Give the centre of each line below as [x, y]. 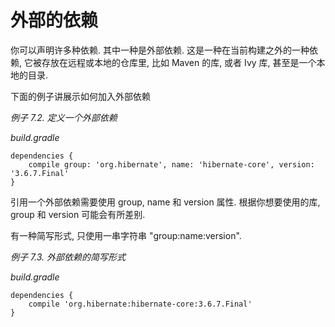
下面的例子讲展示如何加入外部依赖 [80, 96]
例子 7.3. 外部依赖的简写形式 [68, 257]
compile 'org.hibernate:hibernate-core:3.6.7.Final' [140, 304]
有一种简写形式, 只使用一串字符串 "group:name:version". [126, 235]
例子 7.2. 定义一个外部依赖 [64, 117]
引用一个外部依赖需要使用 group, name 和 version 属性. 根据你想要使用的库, [165, 202]
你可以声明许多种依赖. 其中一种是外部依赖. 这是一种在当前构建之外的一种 [160, 50]
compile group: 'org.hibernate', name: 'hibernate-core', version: [171, 164]
